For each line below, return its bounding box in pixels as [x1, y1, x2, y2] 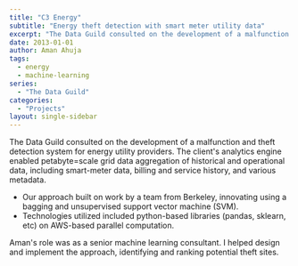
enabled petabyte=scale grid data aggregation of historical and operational [9, 156, 286, 166]
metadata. [9, 174, 46, 185]
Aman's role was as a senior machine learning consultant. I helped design [9, 238, 281, 248]
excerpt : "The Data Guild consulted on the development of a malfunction [9, 29, 290, 38]
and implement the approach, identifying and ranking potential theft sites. [9, 246, 279, 258]
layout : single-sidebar [9, 112, 98, 121]
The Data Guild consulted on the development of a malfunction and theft [9, 137, 276, 148]
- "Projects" [17, 104, 66, 113]
